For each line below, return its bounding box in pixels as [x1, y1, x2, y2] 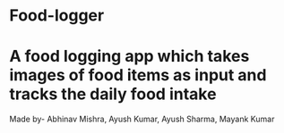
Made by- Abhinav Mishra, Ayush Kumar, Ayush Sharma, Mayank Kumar [9, 113, 275, 125]
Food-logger [9, 5, 105, 26]
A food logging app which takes [9, 46, 250, 67]
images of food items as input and [9, 65, 267, 86]
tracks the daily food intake [9, 84, 217, 104]
